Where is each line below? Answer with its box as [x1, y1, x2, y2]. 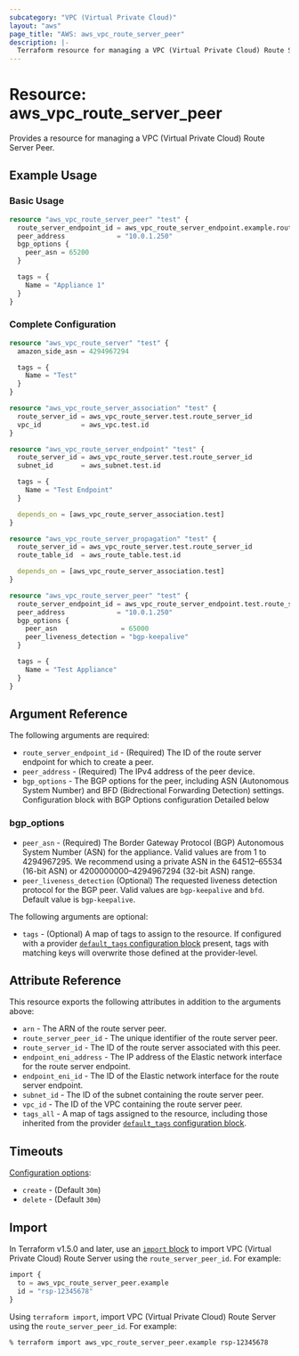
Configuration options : [9, 1167, 92, 1178]
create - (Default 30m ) [21, 1185, 101, 1196]
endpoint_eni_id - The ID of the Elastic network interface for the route [21, 1070, 279, 1082]
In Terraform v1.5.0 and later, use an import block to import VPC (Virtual [9, 1244, 271, 1255]
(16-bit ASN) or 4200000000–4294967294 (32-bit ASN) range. [21, 865, 255, 876]
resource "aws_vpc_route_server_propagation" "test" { [9, 534, 217, 543]
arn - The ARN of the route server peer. [21, 1023, 167, 1034]
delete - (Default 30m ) [21, 1194, 101, 1205]
